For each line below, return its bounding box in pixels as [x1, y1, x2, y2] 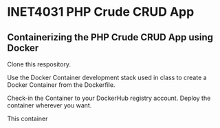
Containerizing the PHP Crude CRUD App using [7, 31, 214, 43]
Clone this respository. [7, 60, 71, 68]
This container [7, 114, 48, 123]
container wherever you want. [7, 101, 92, 110]
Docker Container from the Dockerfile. [7, 81, 115, 89]
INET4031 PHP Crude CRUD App [7, 4, 195, 20]
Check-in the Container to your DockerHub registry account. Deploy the [7, 94, 211, 102]
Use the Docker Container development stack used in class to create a [7, 73, 208, 81]
